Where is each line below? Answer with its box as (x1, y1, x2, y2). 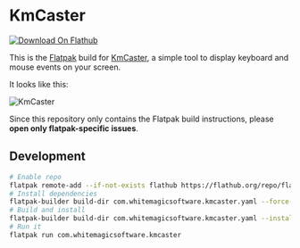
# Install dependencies (9, 189, 98, 198)
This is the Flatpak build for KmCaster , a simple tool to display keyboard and (9, 52, 289, 62)
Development (9, 149, 87, 164)
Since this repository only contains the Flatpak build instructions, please (9, 113, 274, 124)
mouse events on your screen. (9, 62, 121, 72)
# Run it (9, 222, 42, 231)
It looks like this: (9, 79, 69, 89)
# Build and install (9, 206, 87, 215)
